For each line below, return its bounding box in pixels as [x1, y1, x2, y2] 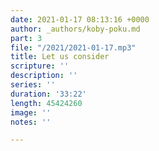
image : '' [10, 107, 52, 118]
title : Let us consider [10, 52, 110, 62]
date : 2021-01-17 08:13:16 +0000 [10, 14, 150, 25]
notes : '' [10, 117, 52, 127]
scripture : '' [10, 61, 70, 71]
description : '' [10, 71, 78, 81]
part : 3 [10, 33, 43, 43]
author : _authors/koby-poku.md [10, 24, 141, 34]
